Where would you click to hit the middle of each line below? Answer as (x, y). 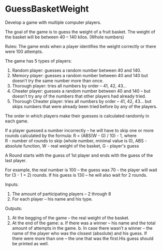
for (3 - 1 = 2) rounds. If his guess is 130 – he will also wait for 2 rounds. (76, 175)
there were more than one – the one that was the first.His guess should (83, 238)
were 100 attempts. (24, 51)
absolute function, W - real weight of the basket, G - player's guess (72, 146)
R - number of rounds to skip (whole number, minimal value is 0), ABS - (76, 141)
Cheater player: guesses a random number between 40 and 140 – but (81, 91)
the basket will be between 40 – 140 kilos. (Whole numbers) (65, 37)
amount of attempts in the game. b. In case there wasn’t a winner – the (82, 228)
